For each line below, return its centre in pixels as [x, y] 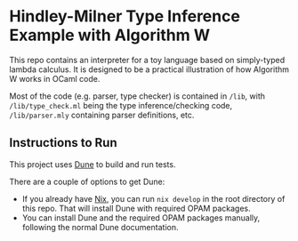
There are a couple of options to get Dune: [87, 181]
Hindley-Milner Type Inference [125, 16]
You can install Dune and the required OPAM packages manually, [141, 217]
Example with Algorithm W [110, 35]
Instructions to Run [63, 143]
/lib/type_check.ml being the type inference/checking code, [121, 105]
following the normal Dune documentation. [100, 227]
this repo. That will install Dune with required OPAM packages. [136, 208]
